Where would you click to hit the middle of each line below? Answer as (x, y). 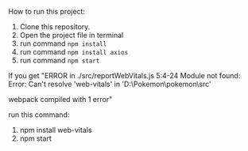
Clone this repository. (55, 26)
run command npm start (60, 60)
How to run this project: (47, 11)
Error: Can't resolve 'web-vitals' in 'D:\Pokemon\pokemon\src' (110, 84)
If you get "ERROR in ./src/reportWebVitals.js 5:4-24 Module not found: (124, 75)
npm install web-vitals (56, 130)
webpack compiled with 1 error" (60, 99)
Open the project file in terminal (72, 35)
